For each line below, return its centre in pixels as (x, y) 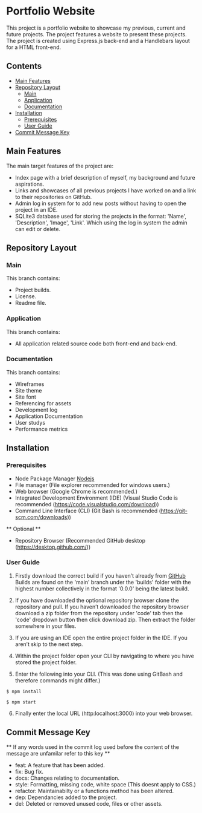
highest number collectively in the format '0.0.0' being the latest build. (102, 589)
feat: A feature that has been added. (60, 765)
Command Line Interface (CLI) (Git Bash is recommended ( (88, 511)
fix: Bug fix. (29, 771)
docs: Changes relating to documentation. (67, 778)
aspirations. (30, 184)
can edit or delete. (38, 229)
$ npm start (21, 702)
